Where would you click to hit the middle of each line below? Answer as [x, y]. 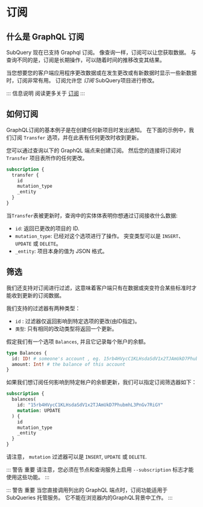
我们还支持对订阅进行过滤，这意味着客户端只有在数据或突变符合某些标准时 [99, 288]
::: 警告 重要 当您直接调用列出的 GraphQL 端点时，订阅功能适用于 [87, 490]
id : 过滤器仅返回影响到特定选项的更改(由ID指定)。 [78, 321]
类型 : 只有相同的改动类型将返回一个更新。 [66, 328]
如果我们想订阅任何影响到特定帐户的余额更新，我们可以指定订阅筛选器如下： [101, 382]
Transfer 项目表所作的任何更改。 [47, 157]
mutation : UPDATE [39, 410]
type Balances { [27, 353]
